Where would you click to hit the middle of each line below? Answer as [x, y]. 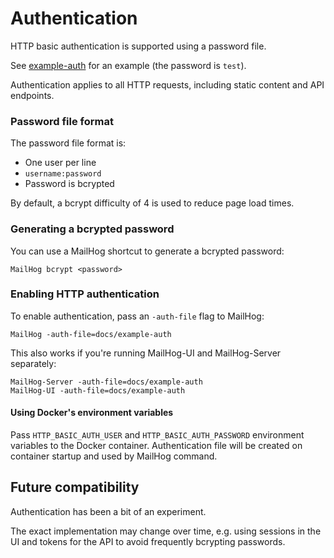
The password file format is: [68, 143]
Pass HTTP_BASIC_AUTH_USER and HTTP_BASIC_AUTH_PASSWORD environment [157, 435]
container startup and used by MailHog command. [114, 456]
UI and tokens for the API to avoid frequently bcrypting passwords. [148, 541]
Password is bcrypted [69, 184]
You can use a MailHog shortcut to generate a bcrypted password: [147, 251]
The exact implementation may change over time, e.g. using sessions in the [166, 531]
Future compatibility [75, 487]
